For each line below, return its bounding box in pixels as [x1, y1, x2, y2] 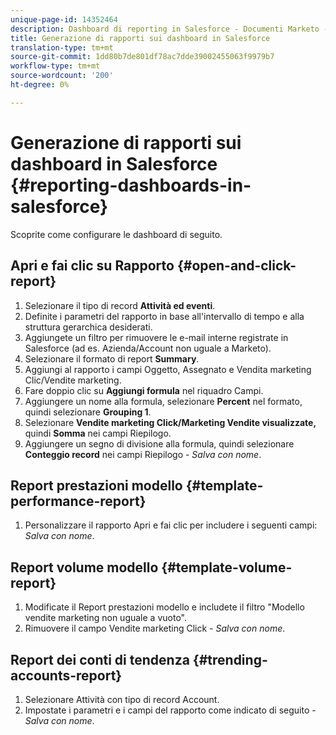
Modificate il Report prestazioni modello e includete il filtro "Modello [24, 601, 305, 613]
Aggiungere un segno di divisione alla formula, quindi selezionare [24, 437, 295, 450]
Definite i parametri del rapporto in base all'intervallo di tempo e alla [24, 310, 305, 322]
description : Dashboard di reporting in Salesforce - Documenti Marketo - [10, 24, 329, 34]
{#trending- [192, 651, 268, 668]
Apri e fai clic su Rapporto [10, 257, 175, 275]
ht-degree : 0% [10, 80, 70, 90]
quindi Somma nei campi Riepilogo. [24, 427, 172, 439]
